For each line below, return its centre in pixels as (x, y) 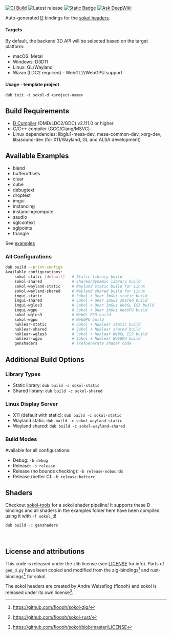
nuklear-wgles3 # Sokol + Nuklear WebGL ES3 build (81, 334)
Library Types (23, 374)
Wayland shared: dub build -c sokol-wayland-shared (69, 426)
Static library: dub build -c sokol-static (56, 385)
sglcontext (24, 222)
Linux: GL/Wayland (33, 67)
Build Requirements (37, 111)
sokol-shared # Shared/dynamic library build (78, 281)
